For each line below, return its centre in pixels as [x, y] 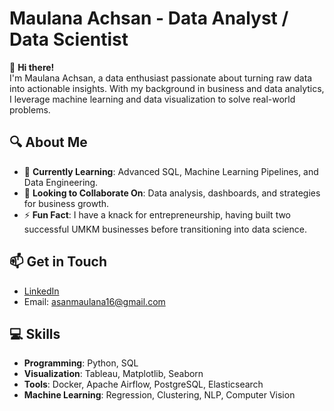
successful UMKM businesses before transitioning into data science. [165, 229]
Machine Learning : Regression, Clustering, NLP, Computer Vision [159, 395]
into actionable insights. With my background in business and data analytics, [167, 88]
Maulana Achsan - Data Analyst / [149, 18]
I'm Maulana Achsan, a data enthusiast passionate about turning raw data [161, 78]
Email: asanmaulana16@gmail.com [94, 301]
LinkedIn [41, 291]
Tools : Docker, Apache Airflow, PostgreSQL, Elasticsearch [143, 384]
